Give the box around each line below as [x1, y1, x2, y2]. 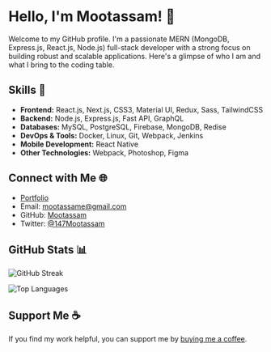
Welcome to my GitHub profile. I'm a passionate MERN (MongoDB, [8, 34, 230, 44]
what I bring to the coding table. [8, 60, 115, 70]
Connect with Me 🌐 [8, 172, 108, 185]
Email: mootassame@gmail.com [19, 201, 127, 211]
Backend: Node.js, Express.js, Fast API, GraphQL [19, 113, 184, 123]
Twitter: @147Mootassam [19, 218, 105, 228]
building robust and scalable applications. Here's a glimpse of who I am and [8, 51, 261, 61]
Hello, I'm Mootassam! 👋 [8, 7, 176, 26]
